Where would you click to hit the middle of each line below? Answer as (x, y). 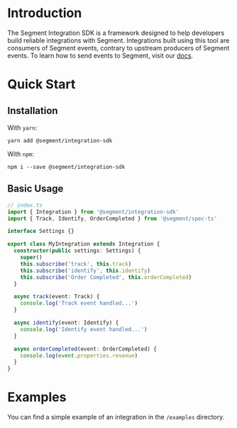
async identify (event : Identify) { (66, 323)
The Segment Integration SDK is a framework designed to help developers (116, 33)
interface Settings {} (41, 231)
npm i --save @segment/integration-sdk (66, 167)
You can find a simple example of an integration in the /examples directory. (116, 417)
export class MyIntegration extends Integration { (84, 244)
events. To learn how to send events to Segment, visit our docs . (100, 56)
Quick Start (42, 84)
